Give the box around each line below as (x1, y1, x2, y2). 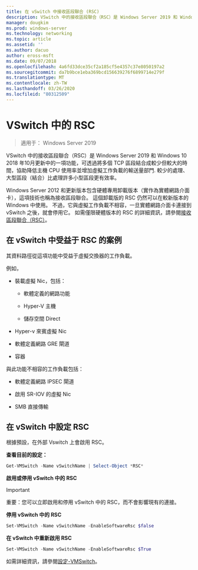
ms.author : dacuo (6, 47, 49, 53)
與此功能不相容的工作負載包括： (6, 365, 84, 372)
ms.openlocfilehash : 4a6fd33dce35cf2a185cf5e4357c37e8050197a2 (6, 63, 165, 70)
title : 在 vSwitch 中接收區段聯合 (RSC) (6, 8, 100, 15)
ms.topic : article (6, 36, 51, 42)
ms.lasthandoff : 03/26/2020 (6, 86, 75, 92)
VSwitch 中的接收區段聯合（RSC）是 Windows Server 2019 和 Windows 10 (6, 152, 187, 159)
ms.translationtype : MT (6, 75, 65, 80)
